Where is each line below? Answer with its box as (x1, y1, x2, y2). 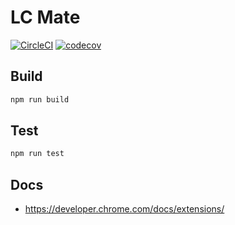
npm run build (10, 94, 70, 105)
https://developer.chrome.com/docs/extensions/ (24, 203, 225, 215)
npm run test (10, 149, 65, 159)
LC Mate (10, 6, 81, 29)
